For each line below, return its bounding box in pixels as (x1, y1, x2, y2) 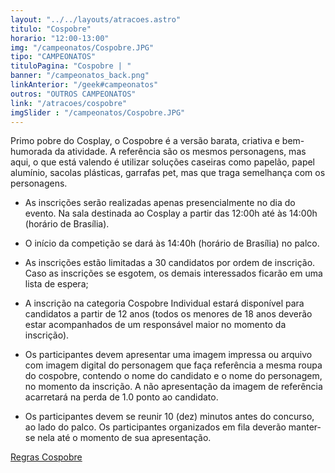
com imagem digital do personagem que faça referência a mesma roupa (24, 359, 323, 371)
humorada (10, 146, 53, 158)
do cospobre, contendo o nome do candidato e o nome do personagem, (24, 370, 323, 382)
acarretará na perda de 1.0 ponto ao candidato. (24, 391, 219, 403)
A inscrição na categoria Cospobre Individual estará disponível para (24, 297, 305, 310)
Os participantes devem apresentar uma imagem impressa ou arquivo (24, 349, 313, 361)
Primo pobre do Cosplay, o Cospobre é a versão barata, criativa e (10, 135, 280, 147)
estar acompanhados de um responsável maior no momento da (24, 319, 287, 331)
